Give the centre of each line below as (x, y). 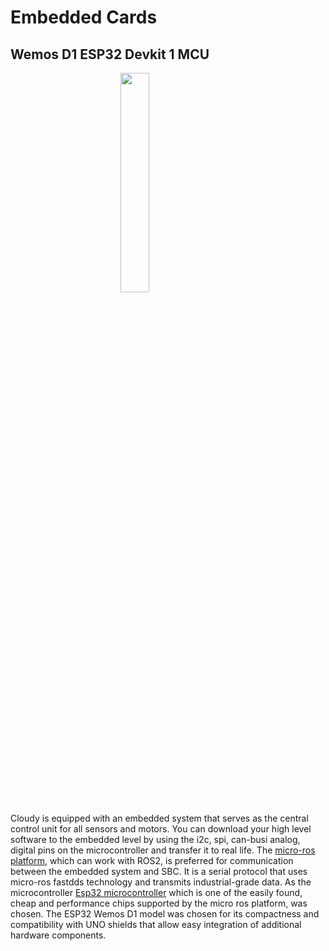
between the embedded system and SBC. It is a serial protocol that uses (159, 871)
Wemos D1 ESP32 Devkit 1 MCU (110, 54)
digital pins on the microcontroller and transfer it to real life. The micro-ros (163, 850)
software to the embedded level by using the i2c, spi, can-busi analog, (155, 839)
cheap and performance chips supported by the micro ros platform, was (159, 903)
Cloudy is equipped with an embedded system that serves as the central (159, 818)
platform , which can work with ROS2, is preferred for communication (152, 860)
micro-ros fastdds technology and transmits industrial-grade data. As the (161, 882)
